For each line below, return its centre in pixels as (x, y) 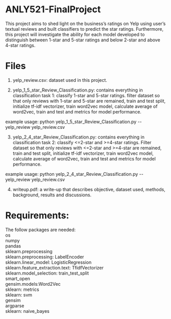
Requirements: (37, 215)
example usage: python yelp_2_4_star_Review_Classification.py (72, 174)
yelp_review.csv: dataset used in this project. (60, 80)
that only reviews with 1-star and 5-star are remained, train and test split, (89, 101)
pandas (13, 246)
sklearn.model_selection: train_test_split (47, 273)
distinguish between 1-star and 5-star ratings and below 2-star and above (83, 40)
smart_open (18, 278)
